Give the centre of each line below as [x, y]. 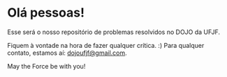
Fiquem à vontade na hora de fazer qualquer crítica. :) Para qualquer [106, 45]
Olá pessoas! [46, 13]
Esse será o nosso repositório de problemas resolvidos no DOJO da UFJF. [114, 32]
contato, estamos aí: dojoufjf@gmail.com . [67, 53]
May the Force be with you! [46, 66]
